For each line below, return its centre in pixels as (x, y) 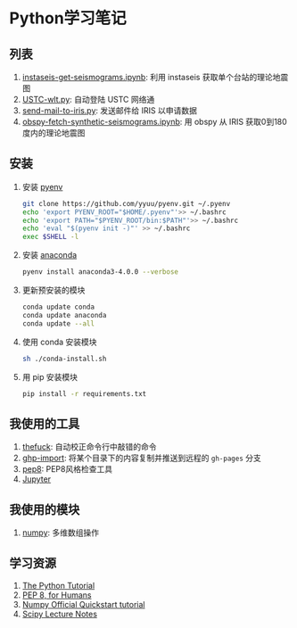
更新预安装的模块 (54, 290)
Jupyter (37, 479)
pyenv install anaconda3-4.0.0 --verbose (100, 272)
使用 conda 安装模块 (59, 342)
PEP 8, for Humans (57, 595)
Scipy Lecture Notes (60, 614)
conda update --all (58, 323)
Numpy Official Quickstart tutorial (83, 604)
